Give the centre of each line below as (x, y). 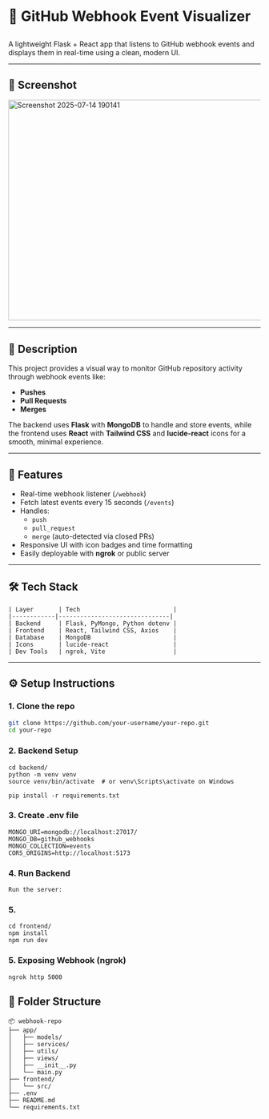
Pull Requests (43, 401)
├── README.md (32, 1100)
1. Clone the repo (42, 706)
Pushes (33, 392)
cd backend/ (28, 768)
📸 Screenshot (43, 84)
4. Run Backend (39, 873)
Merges (33, 409)
